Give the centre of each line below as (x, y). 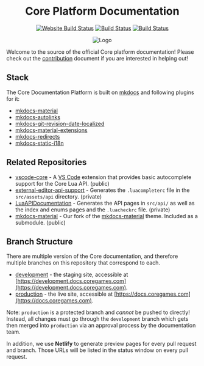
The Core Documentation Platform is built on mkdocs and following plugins (100, 92)
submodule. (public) (40, 222)
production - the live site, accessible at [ (66, 294)
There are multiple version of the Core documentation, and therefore (92, 256)
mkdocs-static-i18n (39, 143)
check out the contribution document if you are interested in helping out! (97, 58)
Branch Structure (40, 242)
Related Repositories (47, 162)
